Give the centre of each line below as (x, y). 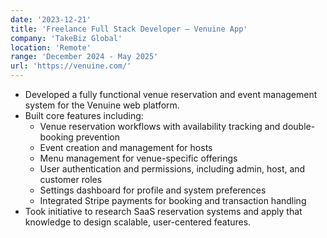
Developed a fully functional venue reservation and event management (171, 94)
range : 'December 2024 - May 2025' (84, 57)
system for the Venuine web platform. (102, 105)
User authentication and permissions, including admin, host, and (172, 169)
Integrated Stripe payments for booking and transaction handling (173, 200)
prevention (97, 137)
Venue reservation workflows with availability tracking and (160, 126)
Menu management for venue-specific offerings (138, 158)
